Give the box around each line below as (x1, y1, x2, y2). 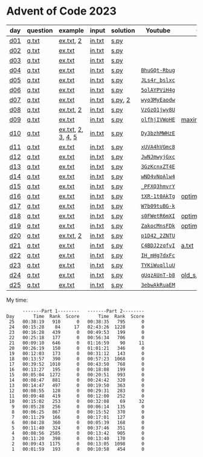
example (59, 26, 85, 35)
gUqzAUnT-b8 (141, 271, 175, 279)
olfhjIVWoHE (141, 116, 175, 123)
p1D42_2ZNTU (141, 232, 175, 239)
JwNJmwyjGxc (141, 153, 175, 160)
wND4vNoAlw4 (141, 173, 175, 180)
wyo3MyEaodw (141, 96, 175, 103)
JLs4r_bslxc (141, 76, 175, 83)
